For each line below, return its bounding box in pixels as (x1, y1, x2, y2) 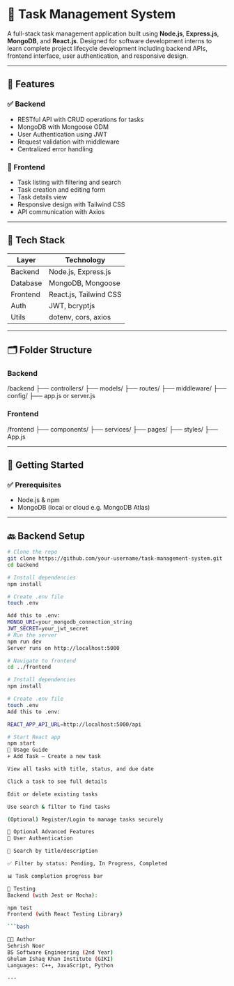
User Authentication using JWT (17, 130, 108, 138)
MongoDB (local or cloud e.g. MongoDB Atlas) (17, 503, 150, 512)
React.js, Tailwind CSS (48, 289, 122, 299)
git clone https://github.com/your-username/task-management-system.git (7, 555, 223, 562)
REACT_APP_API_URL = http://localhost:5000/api (7, 721, 141, 728)
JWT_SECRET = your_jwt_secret (7, 625, 89, 632)
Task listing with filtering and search (17, 178, 122, 186)
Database (10, 278, 42, 288)
